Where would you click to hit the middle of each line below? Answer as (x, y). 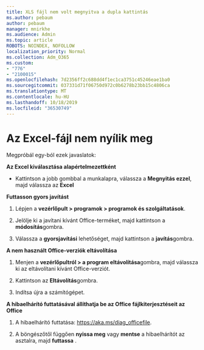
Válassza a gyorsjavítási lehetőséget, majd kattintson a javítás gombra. (104, 239)
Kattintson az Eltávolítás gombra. (56, 281)
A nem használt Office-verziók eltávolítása (62, 251)
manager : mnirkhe (28, 29)
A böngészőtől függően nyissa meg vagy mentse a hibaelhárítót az (100, 334)
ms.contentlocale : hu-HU (38, 97)
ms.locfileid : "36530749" (39, 108)
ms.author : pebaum (30, 18)
